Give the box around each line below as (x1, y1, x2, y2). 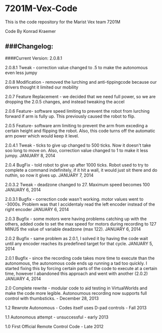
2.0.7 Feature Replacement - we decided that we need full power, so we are (5, 93, 156, 99)
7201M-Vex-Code (5, 3, 78, 14)
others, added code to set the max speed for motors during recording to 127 (5, 221, 157, 227)
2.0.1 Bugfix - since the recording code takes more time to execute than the (5, 255, 155, 261)
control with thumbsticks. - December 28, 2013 (5, 295, 99, 301)
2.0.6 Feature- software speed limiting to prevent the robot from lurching (5, 108, 150, 114)
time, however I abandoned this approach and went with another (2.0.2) (5, 271, 148, 276)
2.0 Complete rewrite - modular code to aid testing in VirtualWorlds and (5, 285, 147, 291)
